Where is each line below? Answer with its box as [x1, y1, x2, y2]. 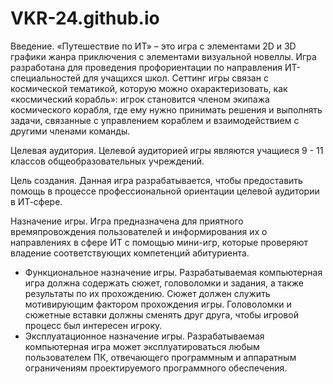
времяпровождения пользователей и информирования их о [10, 225, 268, 237]
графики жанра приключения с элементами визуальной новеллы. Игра [10, 50, 317, 62]
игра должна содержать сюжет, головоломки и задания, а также [24, 277, 304, 289]
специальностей [10, 72, 82, 84]
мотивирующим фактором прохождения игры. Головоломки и [24, 298, 292, 310]
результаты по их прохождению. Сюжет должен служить [24, 287, 271, 299]
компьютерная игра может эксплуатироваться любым [24, 340, 260, 352]
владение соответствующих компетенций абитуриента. [10, 247, 250, 259]
